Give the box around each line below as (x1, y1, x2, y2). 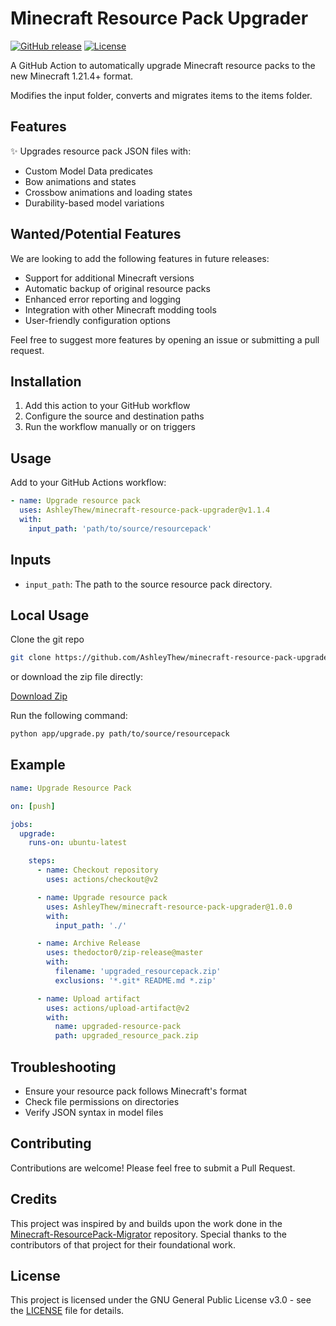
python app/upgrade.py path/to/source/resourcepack (10, 729, 230, 739)
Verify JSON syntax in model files (24, 1106, 164, 1118)
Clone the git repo (10, 633, 85, 646)
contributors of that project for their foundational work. (10, 1238, 236, 1251)
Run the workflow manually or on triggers (24, 421, 196, 433)
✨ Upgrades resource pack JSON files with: (10, 145, 192, 157)
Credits (10, 1191, 58, 1208)
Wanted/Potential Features (10, 226, 182, 243)
